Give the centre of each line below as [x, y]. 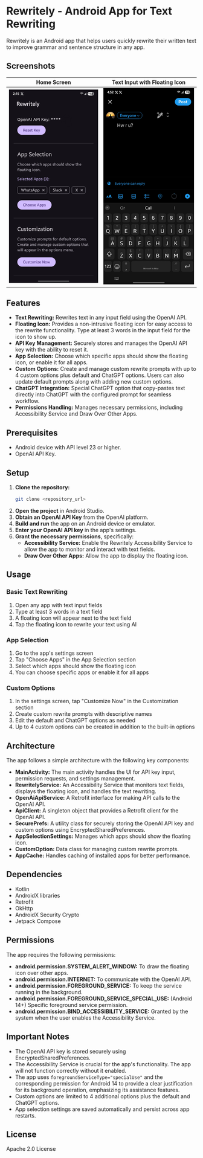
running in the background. [49, 992]
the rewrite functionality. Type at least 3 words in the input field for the [102, 330]
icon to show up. [36, 337]
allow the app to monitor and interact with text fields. [89, 549]
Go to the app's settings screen [54, 653]
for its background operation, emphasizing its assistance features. [97, 1090]
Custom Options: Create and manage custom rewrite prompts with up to [105, 369]
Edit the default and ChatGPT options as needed [75, 721]
